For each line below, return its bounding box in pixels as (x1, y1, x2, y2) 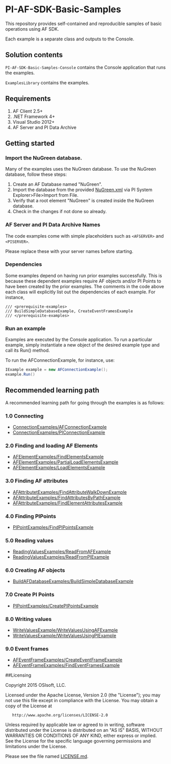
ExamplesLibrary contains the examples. (5, 79, 90, 85)
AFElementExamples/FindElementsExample (12, 454, 104, 460)
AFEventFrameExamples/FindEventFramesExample (12, 662, 120, 668)
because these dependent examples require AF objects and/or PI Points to (5, 277, 161, 284)
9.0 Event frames (5, 645, 49, 652)
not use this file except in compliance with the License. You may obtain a (5, 698, 158, 704)
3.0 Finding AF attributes (5, 477, 68, 484)
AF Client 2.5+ (12, 108, 43, 114)
